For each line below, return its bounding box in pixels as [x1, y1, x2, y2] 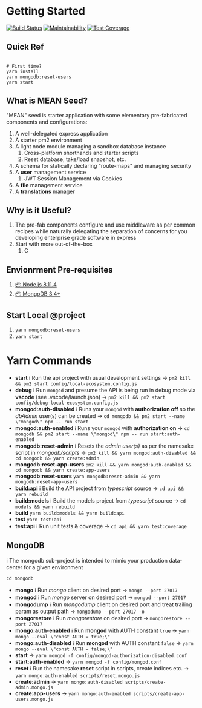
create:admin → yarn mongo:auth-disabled [15, 678, 123, 685]
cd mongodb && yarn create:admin [15, 455, 100, 462]
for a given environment [24, 563, 83, 571]
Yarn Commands [6, 354, 92, 368]
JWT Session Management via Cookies [24, 174, 122, 182]
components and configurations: [6, 118, 88, 125]
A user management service [15, 168, 86, 176]
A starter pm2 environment [15, 136, 83, 144]
